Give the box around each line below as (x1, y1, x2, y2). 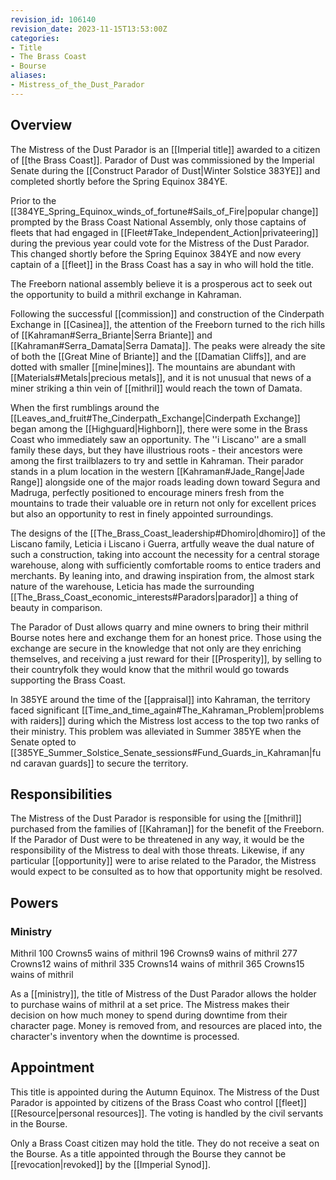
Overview (10, 117, 73, 134)
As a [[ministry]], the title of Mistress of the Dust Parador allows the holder (10, 988, 317, 1000)
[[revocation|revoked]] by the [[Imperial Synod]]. (10, 1158, 211, 1170)
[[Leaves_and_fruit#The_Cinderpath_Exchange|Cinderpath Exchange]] (10, 412, 301, 424)
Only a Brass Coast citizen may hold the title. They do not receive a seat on (10, 1137, 320, 1149)
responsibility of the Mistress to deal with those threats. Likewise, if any (10, 844, 305, 856)
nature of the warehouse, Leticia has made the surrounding (10, 580, 255, 592)
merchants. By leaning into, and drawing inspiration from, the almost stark (10, 569, 315, 581)
